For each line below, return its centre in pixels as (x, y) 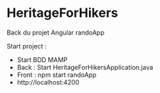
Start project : (27, 46)
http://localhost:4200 (48, 82)
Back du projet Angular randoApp (55, 32)
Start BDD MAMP (42, 60)
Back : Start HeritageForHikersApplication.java (85, 67)
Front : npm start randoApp (57, 75)
